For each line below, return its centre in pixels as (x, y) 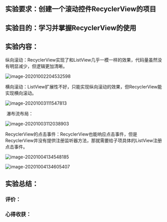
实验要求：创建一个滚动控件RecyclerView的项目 (81, 9)
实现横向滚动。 (21, 93)
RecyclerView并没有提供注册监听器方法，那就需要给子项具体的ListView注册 (84, 140)
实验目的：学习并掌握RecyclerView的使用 (71, 28)
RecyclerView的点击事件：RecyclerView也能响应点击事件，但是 (71, 134)
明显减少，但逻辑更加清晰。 (38, 66)
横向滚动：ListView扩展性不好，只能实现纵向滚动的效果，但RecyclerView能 (84, 86)
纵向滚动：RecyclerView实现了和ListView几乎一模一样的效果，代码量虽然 (81, 60)
